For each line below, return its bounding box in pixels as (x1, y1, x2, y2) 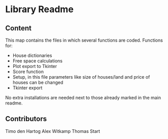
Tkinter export (12, 85, 43, 91)
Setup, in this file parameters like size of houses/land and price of (12, 74, 150, 80)
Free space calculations (12, 58, 62, 64)
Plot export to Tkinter (12, 63, 57, 69)
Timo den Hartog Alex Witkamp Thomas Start (5, 128, 100, 134)
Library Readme (5, 4, 74, 15)
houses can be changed (12, 80, 63, 85)
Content (5, 24, 32, 32)
